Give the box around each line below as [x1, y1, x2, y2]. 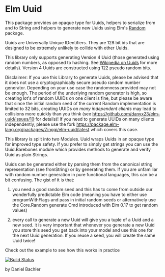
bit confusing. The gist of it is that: [5, 177, 75, 183]
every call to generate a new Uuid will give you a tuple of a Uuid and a [12, 217, 154, 222]
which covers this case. [90, 126, 138, 132]
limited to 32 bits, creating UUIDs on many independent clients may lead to [5, 106, 157, 111]
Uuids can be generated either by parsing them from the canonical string [5, 161, 153, 167]
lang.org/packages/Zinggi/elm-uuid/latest [5, 126, 90, 132]
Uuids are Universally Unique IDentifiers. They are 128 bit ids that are [5, 39, 145, 45]
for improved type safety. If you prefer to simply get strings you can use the [5, 141, 158, 147]
